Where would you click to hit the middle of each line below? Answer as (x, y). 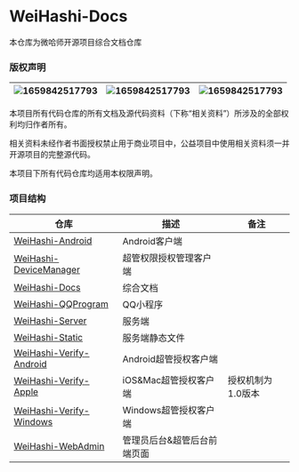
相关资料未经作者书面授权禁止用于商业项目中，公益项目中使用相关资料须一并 (149, 143)
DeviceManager (47, 269)
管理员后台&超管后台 (166, 440)
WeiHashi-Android (53, 240)
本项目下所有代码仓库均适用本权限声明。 (83, 173)
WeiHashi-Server (50, 320)
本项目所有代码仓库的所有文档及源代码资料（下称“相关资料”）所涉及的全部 (145, 114)
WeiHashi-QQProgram (61, 304)
